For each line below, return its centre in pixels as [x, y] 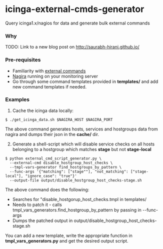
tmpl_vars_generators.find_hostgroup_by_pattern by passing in [77, 210]
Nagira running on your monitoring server [55, 76]
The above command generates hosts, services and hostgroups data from [82, 129]
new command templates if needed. [49, 86]
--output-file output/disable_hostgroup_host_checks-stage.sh [76, 180]
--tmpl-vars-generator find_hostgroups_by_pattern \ [66, 167]
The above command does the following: [47, 189]
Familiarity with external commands [49, 70]
